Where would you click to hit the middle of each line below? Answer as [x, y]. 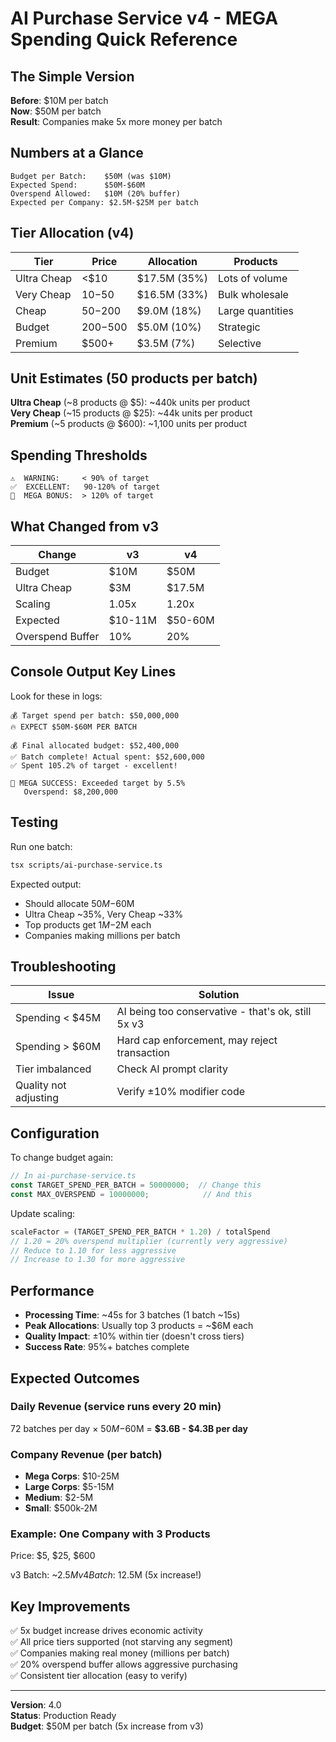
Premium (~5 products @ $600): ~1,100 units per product [129, 424]
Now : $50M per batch [56, 111]
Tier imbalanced [53, 1069]
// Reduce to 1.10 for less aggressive [93, 1250]
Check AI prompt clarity [172, 1069]
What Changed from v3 [85, 526]
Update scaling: [43, 1213]
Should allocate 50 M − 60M [79, 903]
